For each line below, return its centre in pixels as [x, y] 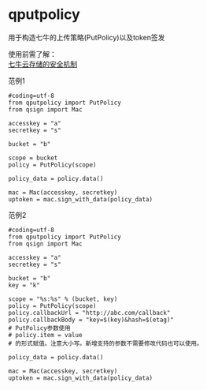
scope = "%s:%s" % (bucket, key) [63, 299]
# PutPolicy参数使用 [39, 328]
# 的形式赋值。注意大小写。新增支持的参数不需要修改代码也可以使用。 [105, 343]
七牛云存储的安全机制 [43, 64]
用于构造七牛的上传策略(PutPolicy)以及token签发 [87, 37]
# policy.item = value [45, 335]
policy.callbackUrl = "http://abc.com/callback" [89, 313]
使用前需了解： [32, 54]
